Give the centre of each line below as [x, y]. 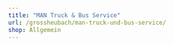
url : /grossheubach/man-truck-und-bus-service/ [87, 23]
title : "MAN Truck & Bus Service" [65, 15]
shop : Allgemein [34, 30]
